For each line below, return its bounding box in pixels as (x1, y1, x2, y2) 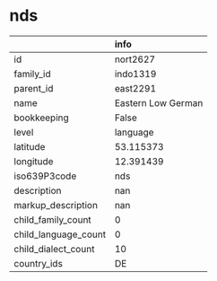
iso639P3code (13, 170, 77, 182)
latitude (13, 140, 46, 153)
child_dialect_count (13, 242, 95, 255)
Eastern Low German (114, 96, 204, 109)
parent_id (13, 82, 54, 94)
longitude (13, 154, 54, 167)
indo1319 (114, 67, 157, 80)
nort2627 (114, 53, 155, 66)
